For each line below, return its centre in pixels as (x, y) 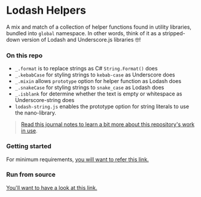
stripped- (174, 33)
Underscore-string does (45, 100)
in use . (29, 131)
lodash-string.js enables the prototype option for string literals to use (102, 107)
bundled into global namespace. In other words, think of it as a (84, 33)
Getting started (29, 146)
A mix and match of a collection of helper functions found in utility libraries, (99, 27)
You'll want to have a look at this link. (52, 187)
